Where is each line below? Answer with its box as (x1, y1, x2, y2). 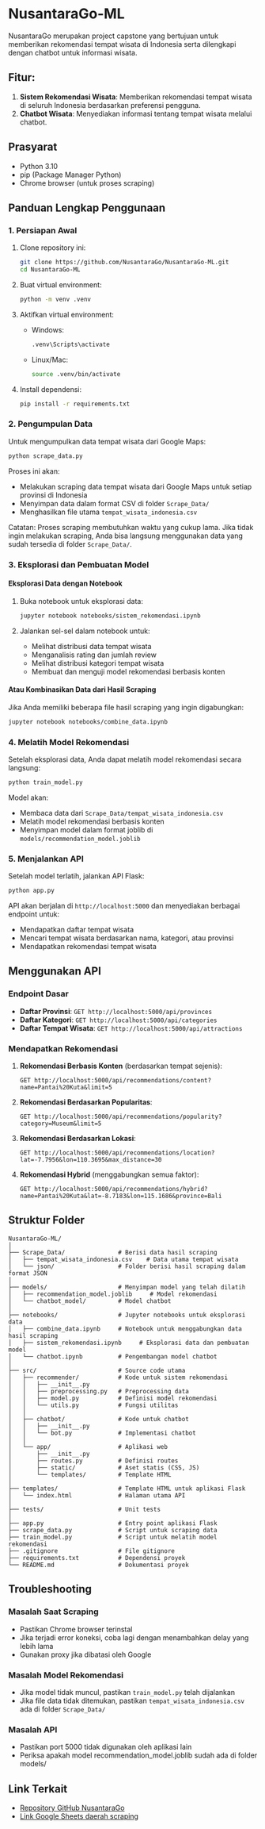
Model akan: (8, 793, 49, 802)
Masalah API (8, 1723, 58, 1735)
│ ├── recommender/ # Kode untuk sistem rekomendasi (8, 1374, 228, 1381)
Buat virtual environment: (19, 280, 102, 290)
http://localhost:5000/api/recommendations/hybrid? (34, 1185, 208, 1193)
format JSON (8, 1269, 47, 1278)
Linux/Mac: (31, 355, 69, 364)
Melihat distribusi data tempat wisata (31, 641, 152, 651)
